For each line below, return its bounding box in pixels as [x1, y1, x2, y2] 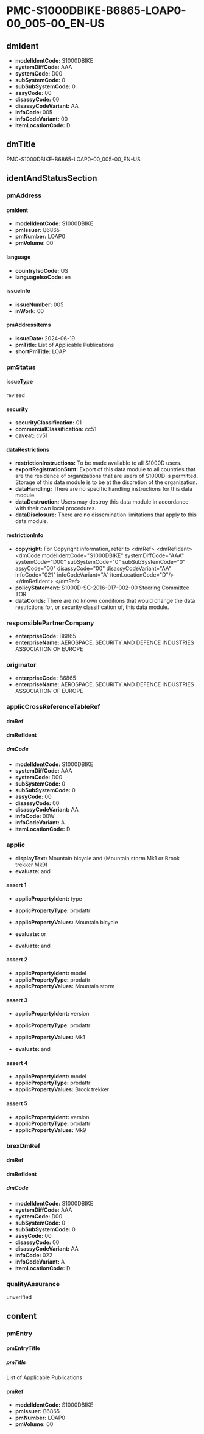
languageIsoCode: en [15, 273, 71, 281]
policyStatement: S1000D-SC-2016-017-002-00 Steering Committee [15, 584, 190, 591]
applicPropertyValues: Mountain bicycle [15, 918, 119, 926]
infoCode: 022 [15, 1251, 53, 1259]
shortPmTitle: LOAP [15, 348, 66, 355]
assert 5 [6, 1100, 28, 1107]
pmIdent [6, 206, 29, 214]
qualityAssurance [6, 1279, 60, 1288]
